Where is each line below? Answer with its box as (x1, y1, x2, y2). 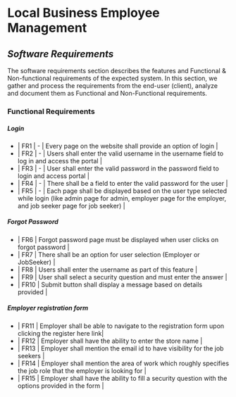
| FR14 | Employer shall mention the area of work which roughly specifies (17, 359, 230, 367)
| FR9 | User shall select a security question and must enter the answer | (17, 272, 228, 281)
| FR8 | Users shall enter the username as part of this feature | (17, 265, 198, 274)
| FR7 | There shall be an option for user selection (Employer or (17, 250, 200, 258)
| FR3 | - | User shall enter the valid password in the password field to (17, 164, 220, 172)
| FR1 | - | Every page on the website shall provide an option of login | (17, 141, 218, 150)
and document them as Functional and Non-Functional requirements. (7, 89, 208, 97)
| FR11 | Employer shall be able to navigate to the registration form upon (17, 322, 225, 330)
